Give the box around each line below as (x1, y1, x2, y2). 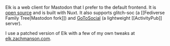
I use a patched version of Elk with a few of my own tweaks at (5, 30, 135, 36)
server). (5, 20, 22, 26)
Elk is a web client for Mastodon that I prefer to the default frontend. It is (5, 5, 156, 10)
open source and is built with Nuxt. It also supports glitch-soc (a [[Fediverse (5, 10, 165, 16)
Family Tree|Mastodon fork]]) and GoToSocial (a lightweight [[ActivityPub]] (5, 15, 162, 21)
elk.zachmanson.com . (5, 35, 52, 41)
